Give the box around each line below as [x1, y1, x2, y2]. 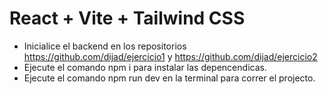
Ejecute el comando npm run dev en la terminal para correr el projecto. [23, 72, 316, 84]
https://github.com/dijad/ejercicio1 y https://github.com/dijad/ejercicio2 [23, 50, 318, 62]
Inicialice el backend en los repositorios [23, 40, 187, 52]
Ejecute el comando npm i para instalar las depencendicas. [23, 61, 267, 73]
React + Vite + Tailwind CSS [9, 7, 246, 30]
